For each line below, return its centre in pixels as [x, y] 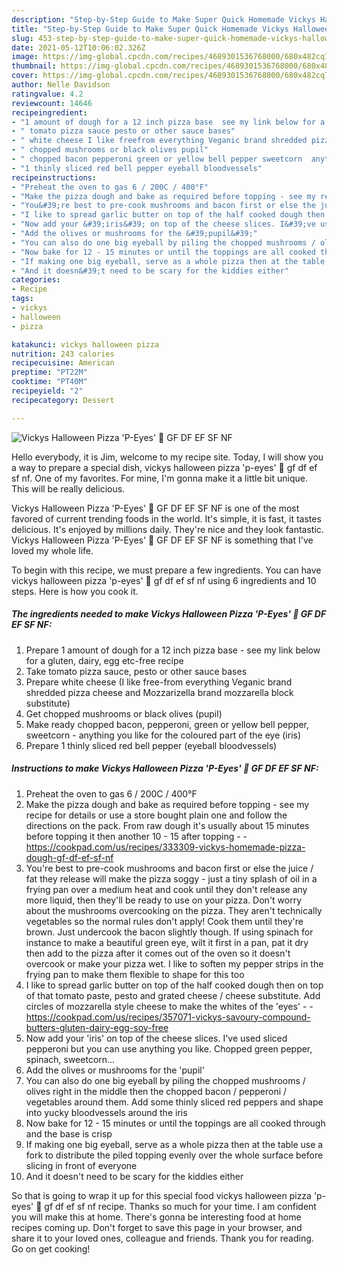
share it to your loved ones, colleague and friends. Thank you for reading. [162, 1238]
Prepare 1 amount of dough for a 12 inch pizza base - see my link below [173, 650]
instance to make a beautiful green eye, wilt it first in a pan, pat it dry [167, 942]
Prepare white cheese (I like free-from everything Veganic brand [159, 682]
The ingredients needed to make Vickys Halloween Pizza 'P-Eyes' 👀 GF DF [169, 614]
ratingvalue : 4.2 [47, 94]
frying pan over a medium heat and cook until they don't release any [166, 889]
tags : [22, 299]
